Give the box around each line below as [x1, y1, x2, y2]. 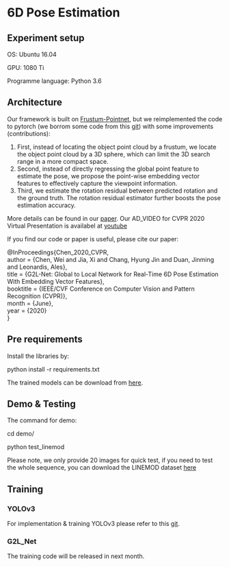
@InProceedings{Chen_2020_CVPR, [7, 248, 109, 256]
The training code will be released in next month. [7, 552, 145, 560]
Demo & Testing [7, 398, 77, 410]
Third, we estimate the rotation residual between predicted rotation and [16, 186, 218, 195]
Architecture [7, 97, 63, 108]
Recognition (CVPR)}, [7, 291, 68, 300]
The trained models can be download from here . [7, 378, 144, 387]
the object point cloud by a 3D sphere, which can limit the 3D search [16, 149, 211, 158]
